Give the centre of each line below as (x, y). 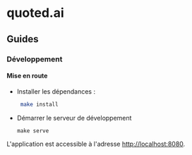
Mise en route (27, 76)
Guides (23, 39)
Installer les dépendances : (56, 91)
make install (39, 104)
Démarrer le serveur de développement (74, 118)
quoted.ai (35, 13)
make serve (33, 131)
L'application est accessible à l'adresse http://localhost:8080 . (96, 144)
